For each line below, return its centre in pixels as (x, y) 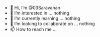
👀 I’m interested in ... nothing (39, 13)
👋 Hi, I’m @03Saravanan (35, 8)
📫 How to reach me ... (33, 29)
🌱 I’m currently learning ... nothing (45, 18)
